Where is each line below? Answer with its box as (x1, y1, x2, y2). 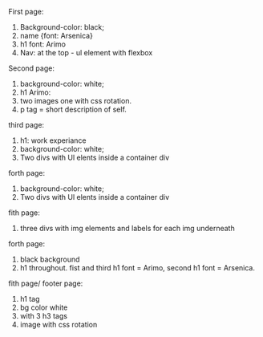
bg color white (19, 302, 68, 312)
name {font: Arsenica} (19, 31, 94, 40)
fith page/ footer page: (8, 278, 83, 288)
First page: (8, 7, 44, 16)
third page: (8, 120, 45, 129)
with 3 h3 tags (19, 311, 68, 320)
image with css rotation (19, 320, 98, 329)
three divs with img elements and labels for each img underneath (19, 224, 235, 233)
